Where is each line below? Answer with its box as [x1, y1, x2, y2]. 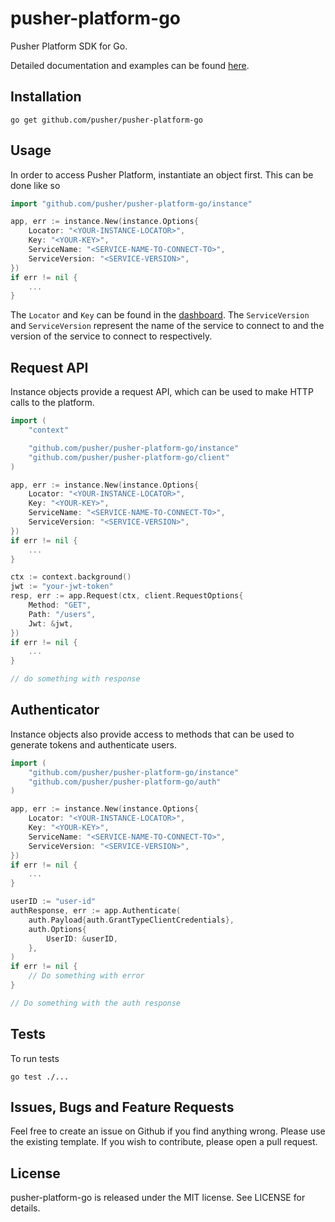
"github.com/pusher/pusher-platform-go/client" [28, 452, 230, 462]
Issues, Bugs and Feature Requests [10, 1099, 235, 1116]
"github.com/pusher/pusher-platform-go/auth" [28, 777, 222, 787]
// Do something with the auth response [10, 998, 182, 1008]
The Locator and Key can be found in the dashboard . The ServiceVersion [10, 309, 310, 321]
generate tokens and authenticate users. [10, 738, 177, 751]
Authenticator [10, 702, 100, 719]
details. [10, 1202, 41, 1214]
